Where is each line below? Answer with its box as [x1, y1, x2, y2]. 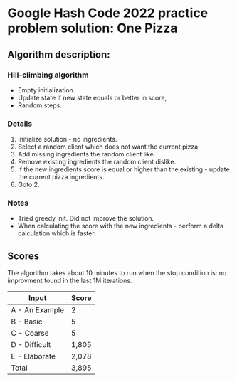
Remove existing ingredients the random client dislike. [17, 158, 177, 166]
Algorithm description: [7, 48, 110, 60]
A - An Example [11, 305, 65, 315]
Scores [7, 250, 40, 262]
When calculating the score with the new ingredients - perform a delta [17, 222, 224, 230]
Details [7, 119, 33, 129]
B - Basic [11, 317, 43, 327]
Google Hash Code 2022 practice [7, 5, 209, 21]
